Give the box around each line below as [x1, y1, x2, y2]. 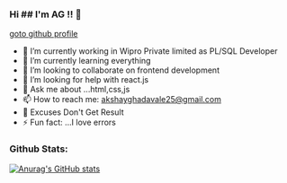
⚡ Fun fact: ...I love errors [22, 117, 117, 128]
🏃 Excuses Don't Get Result [22, 107, 124, 118]
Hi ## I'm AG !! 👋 [9, 8, 82, 21]
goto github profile [9, 29, 78, 39]
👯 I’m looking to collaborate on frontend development [22, 65, 220, 75]
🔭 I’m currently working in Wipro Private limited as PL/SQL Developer [22, 46, 278, 57]
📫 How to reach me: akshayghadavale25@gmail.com [22, 94, 222, 105]
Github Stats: [9, 143, 69, 155]
